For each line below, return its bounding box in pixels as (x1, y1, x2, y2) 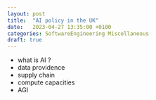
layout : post (7, 10, 46, 18)
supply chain (17, 71, 55, 80)
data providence (17, 63, 65, 72)
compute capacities (17, 78, 75, 87)
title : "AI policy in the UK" (7, 17, 99, 24)
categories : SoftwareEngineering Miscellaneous (7, 30, 150, 37)
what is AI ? (17, 56, 51, 64)
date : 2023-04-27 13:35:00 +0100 (7, 23, 112, 30)
